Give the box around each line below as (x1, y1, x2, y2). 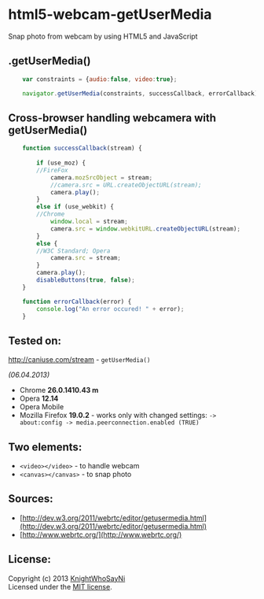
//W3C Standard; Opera (36, 246, 111, 255)
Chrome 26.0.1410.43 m (19, 386, 99, 395)
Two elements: (8, 440, 82, 453)
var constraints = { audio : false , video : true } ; (22, 75, 178, 83)
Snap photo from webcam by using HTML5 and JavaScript (8, 31, 198, 41)
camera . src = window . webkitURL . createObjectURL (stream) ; (49, 224, 241, 233)
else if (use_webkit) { (36, 203, 114, 211)
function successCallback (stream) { (22, 144, 143, 153)
